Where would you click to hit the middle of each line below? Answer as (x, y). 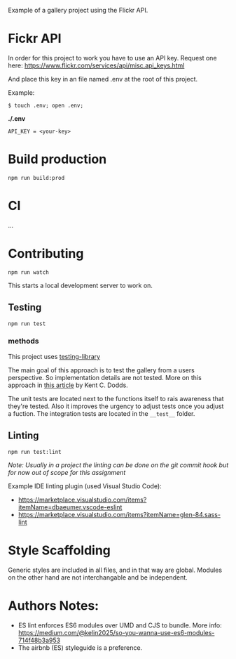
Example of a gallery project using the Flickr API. (78, 10)
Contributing (46, 254)
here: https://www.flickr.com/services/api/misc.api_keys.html (96, 65)
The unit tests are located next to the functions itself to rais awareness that (116, 398)
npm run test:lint (35, 452)
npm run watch (29, 272)
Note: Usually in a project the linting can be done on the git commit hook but (118, 465)
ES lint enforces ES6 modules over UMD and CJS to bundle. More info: (120, 625)
